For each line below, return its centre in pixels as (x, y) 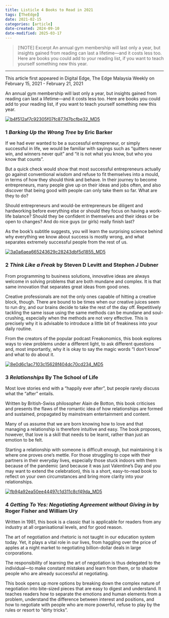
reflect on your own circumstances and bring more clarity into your (75, 476)
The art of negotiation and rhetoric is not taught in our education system (80, 537)
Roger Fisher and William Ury (41, 511)
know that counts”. (25, 159)
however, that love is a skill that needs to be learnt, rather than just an (77, 435)
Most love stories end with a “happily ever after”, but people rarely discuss (82, 388)
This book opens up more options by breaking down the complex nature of (83, 583)
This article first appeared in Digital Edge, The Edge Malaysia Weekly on (80, 78)
